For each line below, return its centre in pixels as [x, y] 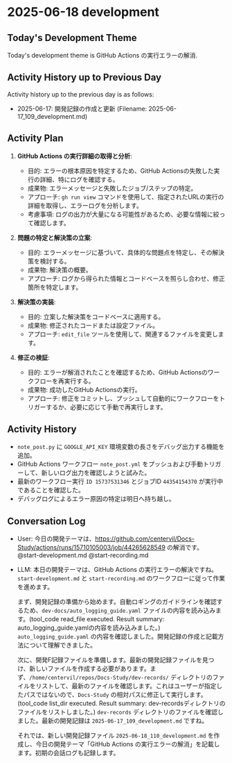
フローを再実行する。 [64, 381]
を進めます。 [35, 587]
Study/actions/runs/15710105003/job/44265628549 [91, 548]
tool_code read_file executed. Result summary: [98, 619]
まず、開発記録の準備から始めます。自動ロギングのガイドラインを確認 [117, 602]
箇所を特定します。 [55, 287]
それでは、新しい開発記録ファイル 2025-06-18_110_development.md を [115, 736]
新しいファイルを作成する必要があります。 [90, 668]
